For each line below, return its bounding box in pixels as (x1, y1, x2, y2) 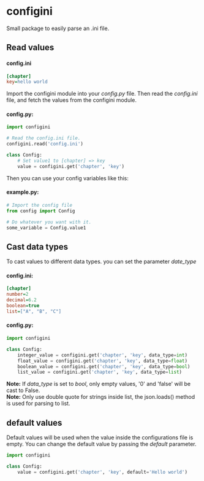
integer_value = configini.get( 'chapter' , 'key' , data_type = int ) (17, 352, 188, 358)
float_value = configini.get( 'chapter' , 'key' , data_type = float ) (17, 358, 188, 364)
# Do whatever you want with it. (6, 219, 92, 225)
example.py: (6, 188, 39, 196)
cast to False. (6, 387, 40, 394)
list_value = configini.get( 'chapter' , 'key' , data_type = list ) (17, 369, 183, 375)
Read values (6, 42, 55, 53)
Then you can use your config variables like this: (6, 174, 129, 182)
